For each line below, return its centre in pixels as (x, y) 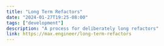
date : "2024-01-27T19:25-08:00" (47, 17)
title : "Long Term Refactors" (45, 12)
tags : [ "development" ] (35, 23)
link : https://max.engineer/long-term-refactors (69, 34)
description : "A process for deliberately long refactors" (83, 28)
